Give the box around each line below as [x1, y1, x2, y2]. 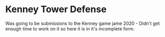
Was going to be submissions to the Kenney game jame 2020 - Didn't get [5, 20, 160, 26]
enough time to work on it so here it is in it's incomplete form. [5, 25, 135, 31]
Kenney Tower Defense [5, 4, 107, 15]
